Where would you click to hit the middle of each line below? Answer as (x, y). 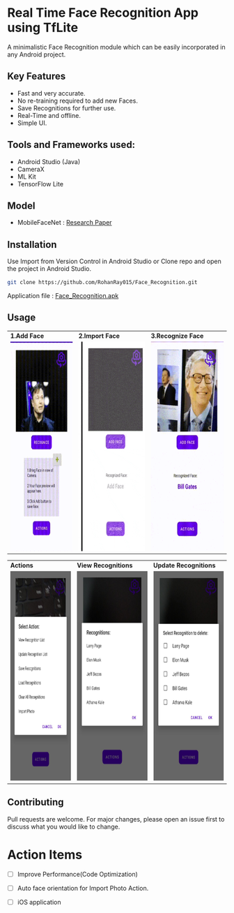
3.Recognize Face (177, 336)
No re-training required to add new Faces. (77, 101)
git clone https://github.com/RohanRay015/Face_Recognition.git (102, 283)
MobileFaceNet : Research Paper (65, 223)
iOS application (39, 902)
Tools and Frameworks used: (71, 145)
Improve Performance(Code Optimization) (77, 874)
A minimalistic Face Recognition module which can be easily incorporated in (117, 47)
